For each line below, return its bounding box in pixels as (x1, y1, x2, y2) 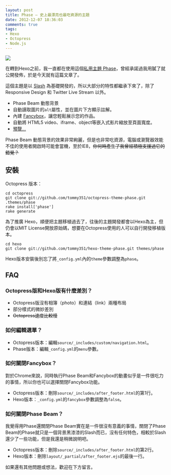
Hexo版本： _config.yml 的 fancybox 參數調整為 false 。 (12, 396, 124, 402)
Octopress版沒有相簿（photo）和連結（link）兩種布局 (12, 300, 127, 306)
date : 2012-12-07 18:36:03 (5, 17, 63, 22)
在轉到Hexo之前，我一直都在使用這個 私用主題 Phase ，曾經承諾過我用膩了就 (5, 65, 166, 71)
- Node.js (5, 41, 27, 46)
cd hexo (5, 241, 22, 246)
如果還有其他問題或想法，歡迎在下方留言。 (5, 464, 96, 470)
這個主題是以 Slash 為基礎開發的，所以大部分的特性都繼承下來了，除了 (5, 83, 155, 89)
